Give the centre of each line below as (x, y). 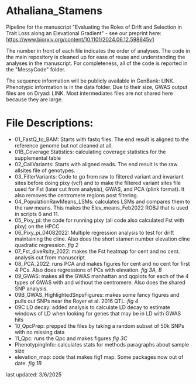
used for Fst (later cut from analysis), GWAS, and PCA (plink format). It (99, 189)
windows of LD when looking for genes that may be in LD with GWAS (98, 313)
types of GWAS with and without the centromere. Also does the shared (100, 282)
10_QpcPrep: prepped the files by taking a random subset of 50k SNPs (99, 325)
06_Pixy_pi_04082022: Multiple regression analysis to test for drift (94, 232)
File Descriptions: (50, 123)
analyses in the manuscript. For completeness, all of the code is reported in (97, 63)
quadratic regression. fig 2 (47, 245)
